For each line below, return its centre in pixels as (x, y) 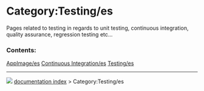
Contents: (21, 50)
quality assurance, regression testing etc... (59, 34)
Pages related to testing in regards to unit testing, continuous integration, (98, 28)
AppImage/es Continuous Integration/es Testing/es (70, 63)
